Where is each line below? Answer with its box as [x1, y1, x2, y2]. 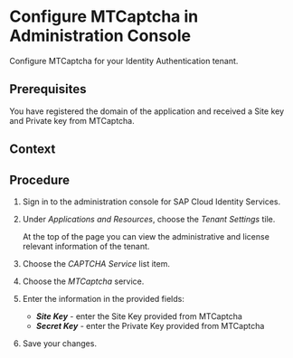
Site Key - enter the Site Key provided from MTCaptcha [35, 310, 242, 322]
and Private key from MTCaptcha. [9, 115, 136, 126]
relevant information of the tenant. [22, 240, 150, 251]
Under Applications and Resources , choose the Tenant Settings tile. [22, 213, 276, 224]
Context [9, 142, 56, 157]
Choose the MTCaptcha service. [22, 276, 145, 287]
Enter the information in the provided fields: [22, 293, 185, 304]
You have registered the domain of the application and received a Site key [9, 106, 285, 117]
